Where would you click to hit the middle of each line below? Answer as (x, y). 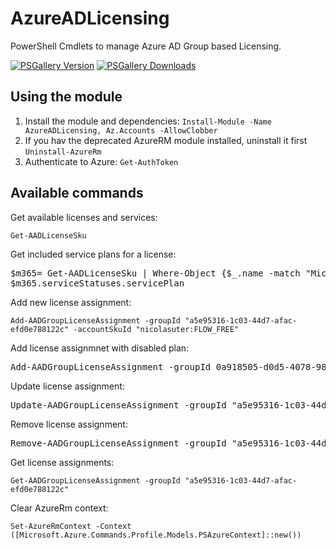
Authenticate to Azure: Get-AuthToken (101, 161)
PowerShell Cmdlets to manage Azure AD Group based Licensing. (146, 46)
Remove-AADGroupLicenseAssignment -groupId (118, 443)
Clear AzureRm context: (59, 508)
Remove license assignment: (69, 424)
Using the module (66, 97)
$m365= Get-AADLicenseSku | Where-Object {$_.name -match (155, 273)
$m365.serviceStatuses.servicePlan (97, 283)
